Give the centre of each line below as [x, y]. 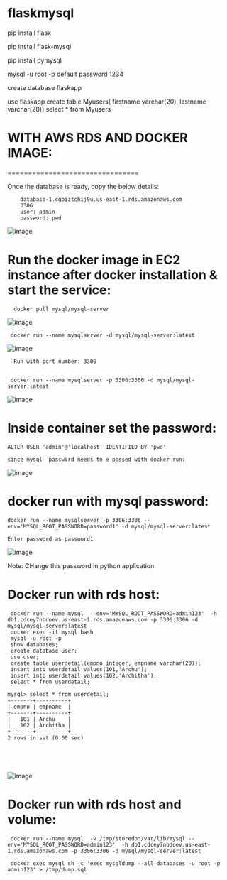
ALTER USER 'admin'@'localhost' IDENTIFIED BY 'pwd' [87, 447]
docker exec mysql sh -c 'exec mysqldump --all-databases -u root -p [115, 863]
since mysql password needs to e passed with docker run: [96, 460]
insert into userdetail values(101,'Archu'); [79, 669]
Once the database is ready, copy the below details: [83, 186]
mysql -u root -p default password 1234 [66, 74]
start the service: [59, 290]
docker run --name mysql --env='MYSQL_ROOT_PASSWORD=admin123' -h [114, 613]
